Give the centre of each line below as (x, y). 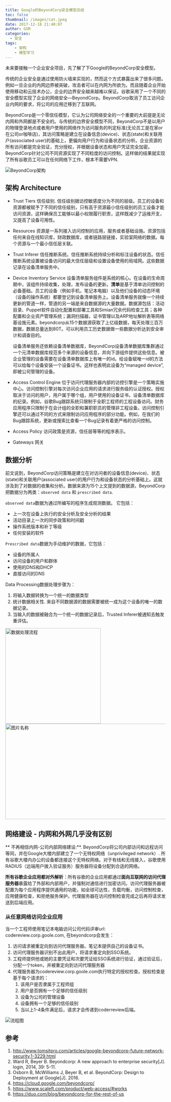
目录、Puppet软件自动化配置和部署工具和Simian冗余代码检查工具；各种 (88, 310)
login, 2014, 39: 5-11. (34, 1067)
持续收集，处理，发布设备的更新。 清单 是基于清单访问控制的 (102, 284)
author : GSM (18, 29)
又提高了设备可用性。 (35, 220)
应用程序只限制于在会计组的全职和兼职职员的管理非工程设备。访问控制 (86, 408)
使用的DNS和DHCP (33, 567)
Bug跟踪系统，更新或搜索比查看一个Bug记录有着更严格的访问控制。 (83, 421)
